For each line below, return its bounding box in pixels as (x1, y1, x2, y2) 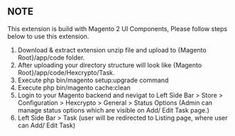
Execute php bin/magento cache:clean (17, 83, 131, 91)
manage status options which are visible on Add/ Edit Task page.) (17, 106, 209, 114)
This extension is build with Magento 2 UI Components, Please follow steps (7, 24, 228, 33)
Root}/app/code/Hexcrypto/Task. (17, 68, 115, 76)
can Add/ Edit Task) (17, 120, 76, 130)
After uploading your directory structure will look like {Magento (17, 60, 202, 69)
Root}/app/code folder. (17, 53, 85, 62)
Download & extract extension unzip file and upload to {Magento (17, 45, 207, 54)
